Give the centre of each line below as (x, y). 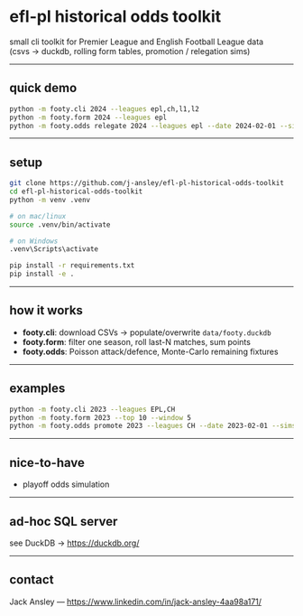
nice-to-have (47, 462)
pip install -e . (42, 274)
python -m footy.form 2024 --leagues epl (88, 117)
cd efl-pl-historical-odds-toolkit (76, 191)
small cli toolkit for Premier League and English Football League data (137, 42)
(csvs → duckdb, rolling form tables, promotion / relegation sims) (130, 51)
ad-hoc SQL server (64, 521)
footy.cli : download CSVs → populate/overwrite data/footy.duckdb (147, 332)
